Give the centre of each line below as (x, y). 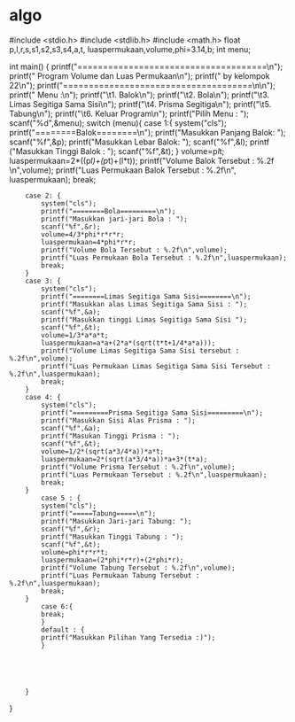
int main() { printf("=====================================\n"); (146, 66)
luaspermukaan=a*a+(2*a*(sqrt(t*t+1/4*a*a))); (128, 343)
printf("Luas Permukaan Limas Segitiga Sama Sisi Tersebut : (156, 366)
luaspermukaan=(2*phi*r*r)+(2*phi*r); (113, 560)
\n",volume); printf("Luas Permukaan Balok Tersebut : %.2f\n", (123, 170)
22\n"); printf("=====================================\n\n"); (143, 85)
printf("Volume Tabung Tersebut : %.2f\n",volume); (139, 568)
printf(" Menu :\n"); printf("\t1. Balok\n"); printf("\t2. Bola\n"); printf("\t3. (140, 95)
